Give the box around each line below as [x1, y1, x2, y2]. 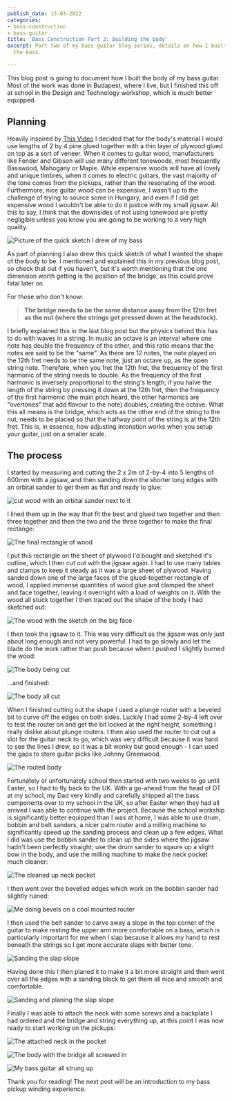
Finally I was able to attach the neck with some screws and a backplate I [7, 1009, 213, 1017]
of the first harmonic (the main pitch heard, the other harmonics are [7, 393, 200, 401]
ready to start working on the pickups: [7, 1023, 116, 1032]
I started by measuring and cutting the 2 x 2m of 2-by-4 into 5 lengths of [7, 468, 214, 477]
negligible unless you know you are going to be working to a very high [7, 215, 207, 224]
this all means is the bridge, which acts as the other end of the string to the [7, 407, 221, 416]
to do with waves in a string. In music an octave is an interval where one [7, 334, 212, 342]
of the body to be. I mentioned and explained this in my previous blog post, [7, 257, 221, 265]
